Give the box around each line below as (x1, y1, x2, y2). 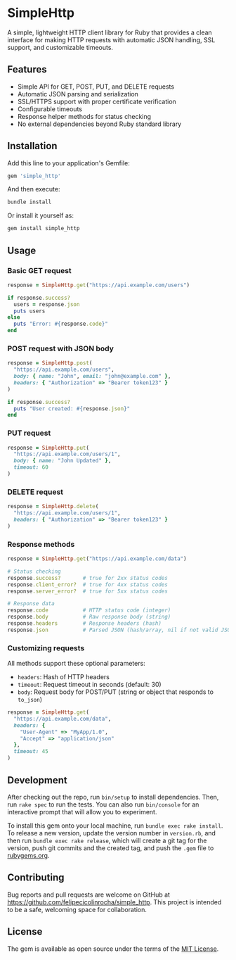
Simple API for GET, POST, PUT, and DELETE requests (17, 82, 174, 91)
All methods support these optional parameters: (7, 659, 145, 668)
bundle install (7, 198, 52, 206)
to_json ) (17, 695, 43, 704)
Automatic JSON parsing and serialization (17, 89, 139, 98)
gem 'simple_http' (7, 172, 61, 179)
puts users (13, 308, 46, 315)
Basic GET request (7, 265, 72, 275)
